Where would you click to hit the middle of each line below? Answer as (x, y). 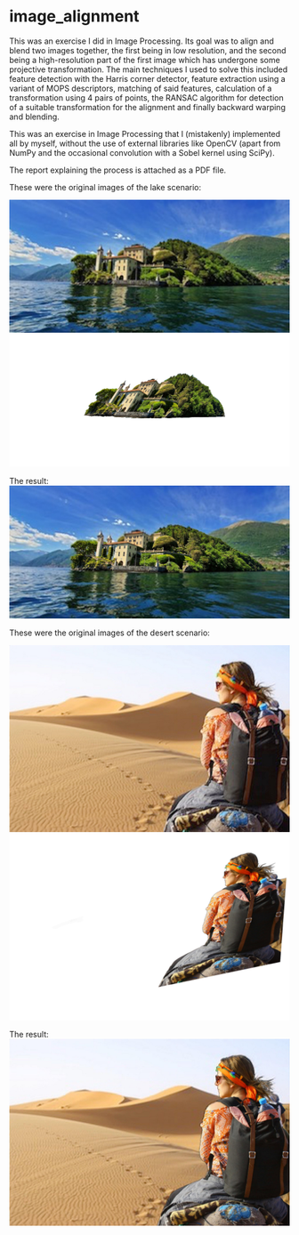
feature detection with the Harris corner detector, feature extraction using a (148, 78)
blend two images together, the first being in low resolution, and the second (148, 50)
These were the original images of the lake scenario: (105, 187)
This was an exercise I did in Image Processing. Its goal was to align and (141, 41)
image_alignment (74, 16)
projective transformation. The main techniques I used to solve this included (148, 69)
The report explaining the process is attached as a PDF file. (118, 170)
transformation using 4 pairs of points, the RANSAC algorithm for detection (147, 97)
